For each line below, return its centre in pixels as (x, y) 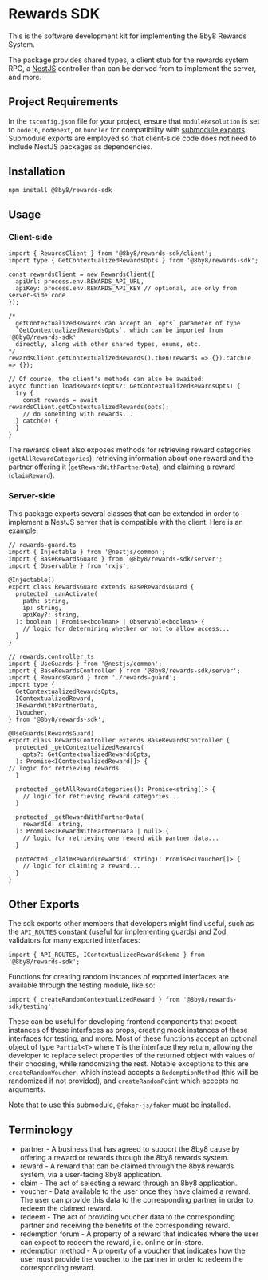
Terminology (41, 1130)
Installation (37, 172)
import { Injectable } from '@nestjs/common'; (87, 552)
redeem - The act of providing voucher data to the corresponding (127, 1217)
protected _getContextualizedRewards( (80, 747)
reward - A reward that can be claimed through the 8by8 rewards (127, 1166)
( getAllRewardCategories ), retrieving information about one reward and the (131, 459)
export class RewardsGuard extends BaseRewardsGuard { (101, 587)
